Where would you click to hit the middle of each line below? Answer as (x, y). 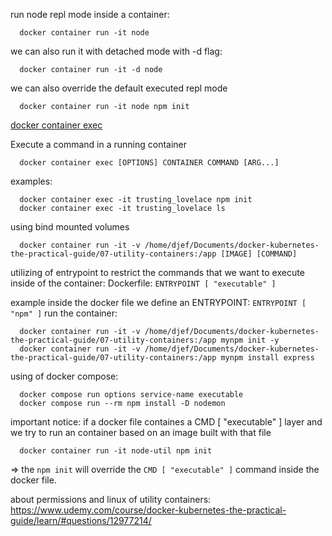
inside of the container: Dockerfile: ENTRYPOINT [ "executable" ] (143, 283)
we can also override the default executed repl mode (119, 88)
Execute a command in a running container (99, 144)
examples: (31, 181)
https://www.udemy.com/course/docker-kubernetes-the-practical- (148, 510)
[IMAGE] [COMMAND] (259, 254)
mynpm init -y (250, 340)
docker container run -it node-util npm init (116, 451)
